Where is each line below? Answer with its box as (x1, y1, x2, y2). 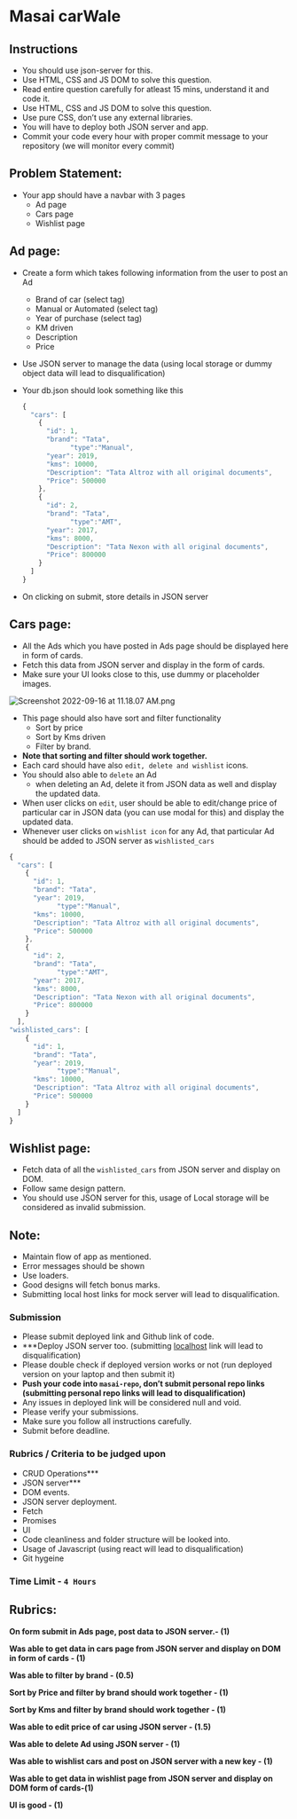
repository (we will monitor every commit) (21, 140, 176, 151)
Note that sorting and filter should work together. (21, 750, 208, 760)
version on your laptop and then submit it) (21, 1369, 176, 1380)
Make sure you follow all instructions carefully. (21, 1416, 192, 1427)
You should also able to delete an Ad (21, 769, 157, 780)
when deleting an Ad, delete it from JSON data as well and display (35, 778, 277, 789)
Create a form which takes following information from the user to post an (21, 267, 288, 278)
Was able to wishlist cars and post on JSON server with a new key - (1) (9, 1755, 273, 1767)
